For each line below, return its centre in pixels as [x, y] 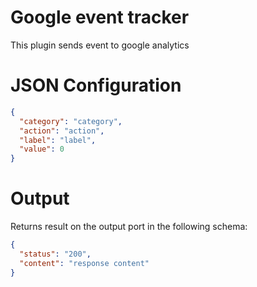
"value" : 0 [42, 149]
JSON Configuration [96, 85]
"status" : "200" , [55, 254]
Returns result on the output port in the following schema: [129, 227]
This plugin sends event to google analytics [100, 45]
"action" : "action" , [62, 131]
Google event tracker [100, 17]
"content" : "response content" [84, 263]
